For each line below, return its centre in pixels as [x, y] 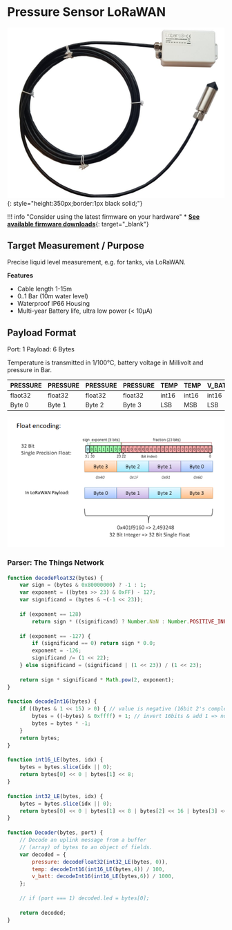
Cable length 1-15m [45, 289]
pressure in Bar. [30, 370]
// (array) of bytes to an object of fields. [86, 847]
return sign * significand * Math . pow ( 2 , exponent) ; [97, 680]
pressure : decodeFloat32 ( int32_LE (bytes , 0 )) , [100, 862]
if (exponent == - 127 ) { [55, 636]
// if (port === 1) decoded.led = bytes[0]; [85, 898]
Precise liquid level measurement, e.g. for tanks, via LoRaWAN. [97, 262]
